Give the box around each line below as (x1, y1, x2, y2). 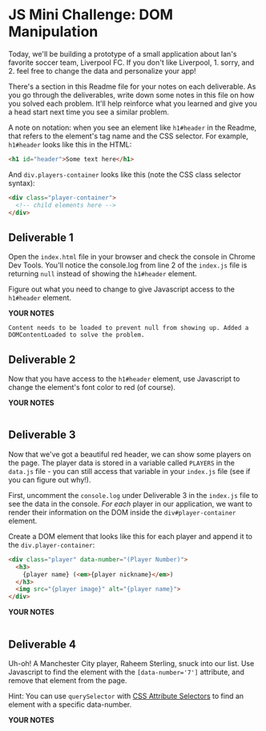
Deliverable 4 (8, 637, 76, 651)
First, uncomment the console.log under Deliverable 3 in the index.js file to (8, 490, 259, 500)
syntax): (8, 178, 35, 187)
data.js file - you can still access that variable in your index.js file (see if (8, 466, 251, 476)
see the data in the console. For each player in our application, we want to (8, 499, 252, 508)
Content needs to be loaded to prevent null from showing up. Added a (8, 324, 249, 332)
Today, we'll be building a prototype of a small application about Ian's (8, 49, 237, 58)
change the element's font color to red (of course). (8, 383, 176, 392)
